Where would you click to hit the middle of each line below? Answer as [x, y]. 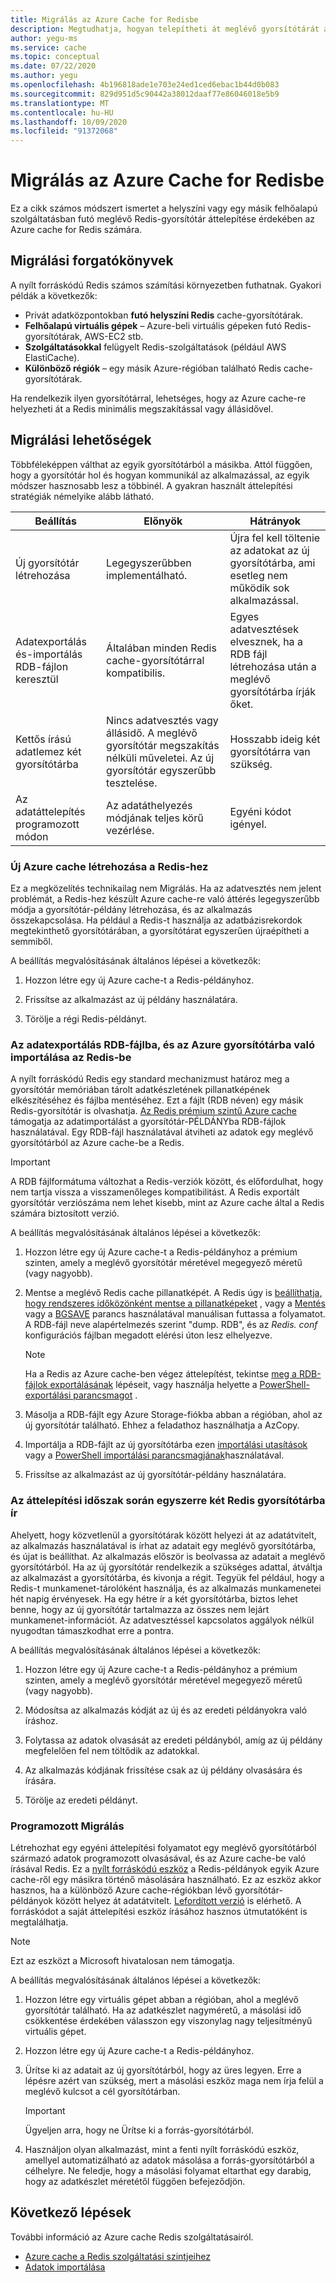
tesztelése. [132, 783]
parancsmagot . [105, 1395]
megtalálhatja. [39, 1922]
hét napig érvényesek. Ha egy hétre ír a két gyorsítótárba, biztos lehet [154, 1598]
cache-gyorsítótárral [155, 660]
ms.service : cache [48, 47]
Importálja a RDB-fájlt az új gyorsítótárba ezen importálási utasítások [166, 1445]
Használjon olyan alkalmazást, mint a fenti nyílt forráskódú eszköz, [162, 2149]
